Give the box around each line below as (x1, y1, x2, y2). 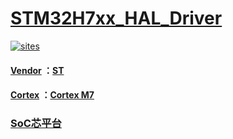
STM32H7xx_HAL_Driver (10, 7, 223, 30)
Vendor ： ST (10, 64, 65, 76)
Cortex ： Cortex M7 (10, 89, 95, 101)
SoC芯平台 (10, 117, 62, 131)
